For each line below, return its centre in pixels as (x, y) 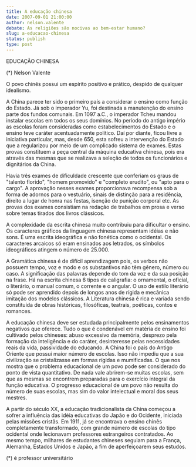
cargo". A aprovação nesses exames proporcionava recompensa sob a (92, 188)
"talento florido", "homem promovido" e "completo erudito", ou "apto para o (98, 182)
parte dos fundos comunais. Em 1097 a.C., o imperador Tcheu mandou (91, 114)
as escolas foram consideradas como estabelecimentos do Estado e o (91, 127)
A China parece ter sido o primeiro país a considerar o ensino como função (97, 101)
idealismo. (18, 90)
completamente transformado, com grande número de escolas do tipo (91, 428)
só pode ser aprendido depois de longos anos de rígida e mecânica (88, 292)
